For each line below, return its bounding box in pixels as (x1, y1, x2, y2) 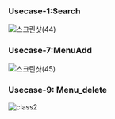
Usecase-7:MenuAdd (8, 45, 93, 56)
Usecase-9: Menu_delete (8, 84, 108, 95)
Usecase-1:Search (8, 6, 81, 17)
